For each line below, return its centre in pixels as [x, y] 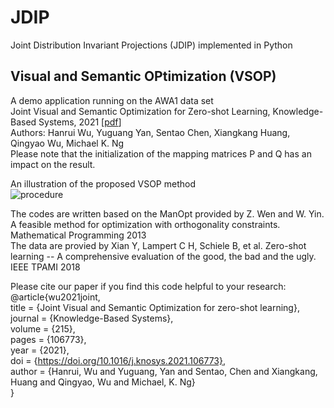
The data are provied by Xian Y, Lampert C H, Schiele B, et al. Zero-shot [158, 245]
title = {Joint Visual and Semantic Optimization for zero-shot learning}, [155, 307]
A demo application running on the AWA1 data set [112, 100]
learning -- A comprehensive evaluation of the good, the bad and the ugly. [163, 256]
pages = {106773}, [48, 339]
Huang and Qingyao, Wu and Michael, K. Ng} [103, 382]
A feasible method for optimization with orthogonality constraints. [145, 224]
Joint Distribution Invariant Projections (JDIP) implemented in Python [151, 45]
